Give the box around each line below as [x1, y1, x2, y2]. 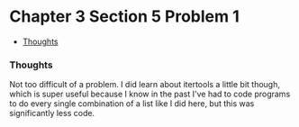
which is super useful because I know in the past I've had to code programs [9, 88, 291, 100]
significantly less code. [9, 108, 95, 119]
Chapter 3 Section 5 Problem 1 [9, 6, 240, 27]
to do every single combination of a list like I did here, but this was [9, 98, 255, 109]
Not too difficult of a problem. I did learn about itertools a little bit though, [9, 79, 281, 90]
